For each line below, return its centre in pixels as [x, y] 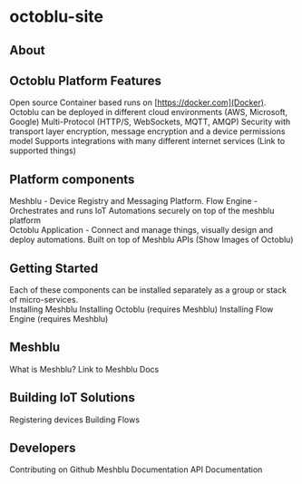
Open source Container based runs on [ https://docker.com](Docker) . [138, 102]
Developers [43, 448]
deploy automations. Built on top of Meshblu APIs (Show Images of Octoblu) [151, 240]
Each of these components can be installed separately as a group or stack [148, 290]
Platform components [72, 179]
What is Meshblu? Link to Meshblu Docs [84, 369]
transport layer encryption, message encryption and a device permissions [147, 131]
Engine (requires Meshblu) [59, 319]
